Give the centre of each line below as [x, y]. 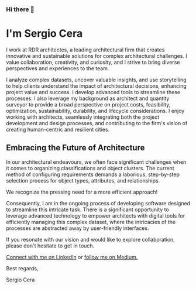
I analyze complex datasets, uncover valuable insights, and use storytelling [96, 80]
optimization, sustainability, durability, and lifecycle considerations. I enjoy [95, 111]
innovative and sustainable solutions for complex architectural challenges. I [97, 56]
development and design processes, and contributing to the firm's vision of [97, 123]
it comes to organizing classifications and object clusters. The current [90, 168]
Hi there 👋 [20, 9]
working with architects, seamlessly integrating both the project [83, 117]
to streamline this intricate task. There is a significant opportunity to [88, 209]
